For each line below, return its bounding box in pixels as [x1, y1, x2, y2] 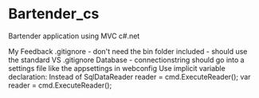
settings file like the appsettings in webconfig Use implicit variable [8, 63, 226, 73]
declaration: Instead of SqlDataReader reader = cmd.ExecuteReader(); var [8, 72, 251, 81]
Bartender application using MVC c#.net [8, 31, 140, 41]
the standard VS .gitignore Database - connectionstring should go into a [8, 55, 245, 65]
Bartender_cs [8, 5, 100, 23]
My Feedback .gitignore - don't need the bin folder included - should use [8, 46, 248, 56]
